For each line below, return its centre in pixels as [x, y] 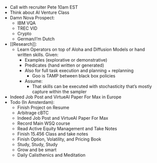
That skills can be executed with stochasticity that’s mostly [92, 86]
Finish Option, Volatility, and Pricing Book [59, 139]
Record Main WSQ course [44, 123]
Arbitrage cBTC [33, 113]
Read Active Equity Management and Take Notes [67, 128]
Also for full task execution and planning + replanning [79, 71]
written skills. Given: [38, 55]
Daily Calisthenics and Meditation [51, 155]
